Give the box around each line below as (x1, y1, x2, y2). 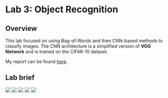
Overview (5, 24, 38, 33)
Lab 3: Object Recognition (5, 4, 118, 15)
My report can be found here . (5, 58, 68, 65)
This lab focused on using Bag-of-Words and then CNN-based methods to (5, 37, 163, 44)
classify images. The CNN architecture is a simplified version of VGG (5, 43, 151, 49)
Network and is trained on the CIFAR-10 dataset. (5, 49, 108, 54)
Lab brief (5, 73, 35, 82)
